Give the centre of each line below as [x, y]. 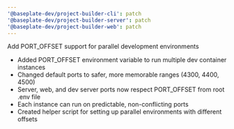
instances [31, 68]
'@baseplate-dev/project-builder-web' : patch [74, 26]
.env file [29, 97]
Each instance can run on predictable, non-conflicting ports [103, 105]
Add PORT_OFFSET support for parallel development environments [103, 47]
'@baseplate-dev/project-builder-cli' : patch [74, 14]
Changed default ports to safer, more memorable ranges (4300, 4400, [118, 75]
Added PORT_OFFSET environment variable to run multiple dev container [122, 60]
